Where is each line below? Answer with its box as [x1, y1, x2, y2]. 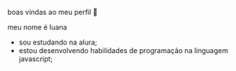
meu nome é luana [7, 23, 67, 31]
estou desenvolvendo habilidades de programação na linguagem [18, 46, 229, 55]
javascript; [18, 55, 53, 63]
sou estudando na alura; [18, 37, 97, 47]
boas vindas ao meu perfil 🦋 [7, 8, 98, 16]
